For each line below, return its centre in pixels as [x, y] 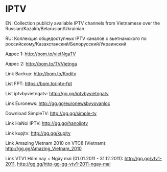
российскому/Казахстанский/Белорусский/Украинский [66, 44]
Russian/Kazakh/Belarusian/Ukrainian [45, 28]
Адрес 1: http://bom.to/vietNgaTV [41, 54]
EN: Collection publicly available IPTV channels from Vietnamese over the [83, 23]
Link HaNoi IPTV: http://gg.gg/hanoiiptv [47, 123]
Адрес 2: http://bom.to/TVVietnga [41, 63]
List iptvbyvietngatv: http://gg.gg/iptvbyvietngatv [57, 93]
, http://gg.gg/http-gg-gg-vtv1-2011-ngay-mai [63, 164]
